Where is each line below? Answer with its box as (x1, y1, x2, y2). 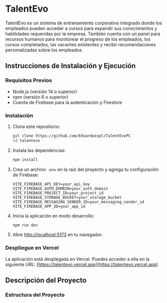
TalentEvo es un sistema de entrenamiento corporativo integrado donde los (5, 20, 162, 26)
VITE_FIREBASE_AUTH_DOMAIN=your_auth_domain (12, 186, 108, 191)
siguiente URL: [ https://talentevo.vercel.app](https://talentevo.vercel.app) (5, 261, 158, 267)
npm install (12, 157, 38, 162)
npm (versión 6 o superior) (12, 94, 69, 100)
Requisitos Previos (5, 77, 52, 84)
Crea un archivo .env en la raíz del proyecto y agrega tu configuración (12, 166, 159, 172)
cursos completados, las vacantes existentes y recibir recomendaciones (5, 41, 156, 47)
